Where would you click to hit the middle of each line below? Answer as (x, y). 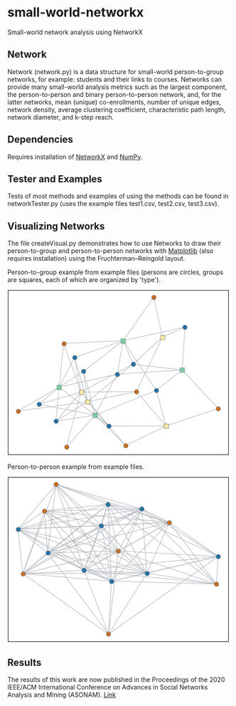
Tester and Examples (55, 179)
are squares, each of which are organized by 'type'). (84, 280)
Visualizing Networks (56, 226)
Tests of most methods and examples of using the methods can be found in (118, 196)
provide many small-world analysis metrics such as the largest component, (117, 87)
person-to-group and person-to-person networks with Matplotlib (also (111, 251)
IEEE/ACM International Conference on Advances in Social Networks (108, 687)
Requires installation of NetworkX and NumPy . (75, 157)
